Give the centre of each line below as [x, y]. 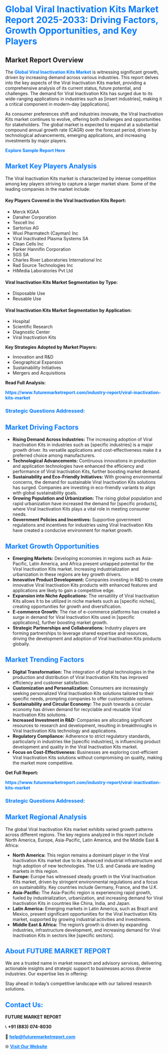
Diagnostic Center [31, 332]
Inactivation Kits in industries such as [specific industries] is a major [82, 445]
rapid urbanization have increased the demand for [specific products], [85, 504]
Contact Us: [24, 1005]
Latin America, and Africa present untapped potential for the [92, 564]
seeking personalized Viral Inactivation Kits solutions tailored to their [83, 693]
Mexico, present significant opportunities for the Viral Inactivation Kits [85, 914]
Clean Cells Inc [28, 244]
